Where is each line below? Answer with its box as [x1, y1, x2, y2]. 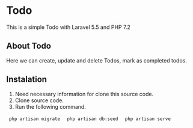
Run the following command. [14, 103, 86, 110]
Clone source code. [14, 97, 64, 104]
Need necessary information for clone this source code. [14, 90, 154, 97]
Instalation [6, 75, 47, 85]
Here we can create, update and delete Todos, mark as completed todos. [6, 56, 188, 64]
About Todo [6, 41, 51, 51]
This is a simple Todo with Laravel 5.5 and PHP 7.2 [6, 23, 130, 31]
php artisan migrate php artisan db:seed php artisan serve [8, 115, 171, 122]
